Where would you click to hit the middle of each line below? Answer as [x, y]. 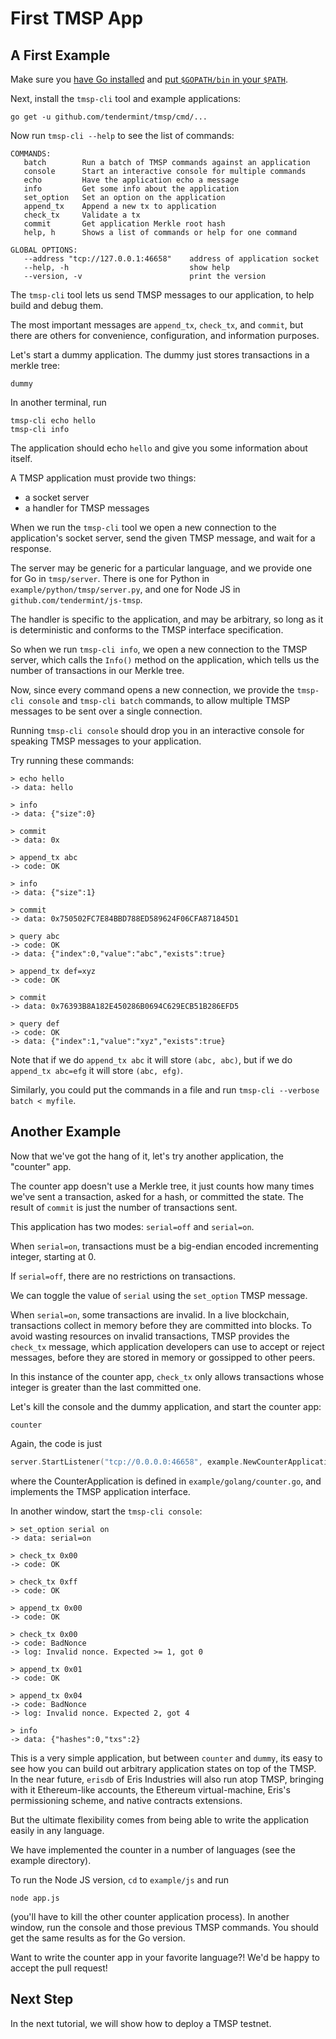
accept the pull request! [59, 1968]
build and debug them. [57, 305]
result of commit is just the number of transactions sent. [124, 1207]
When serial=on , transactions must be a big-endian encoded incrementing [164, 1246]
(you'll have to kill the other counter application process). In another [150, 1916]
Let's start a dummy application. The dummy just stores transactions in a [160, 355]
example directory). [51, 1860]
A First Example [60, 55]
